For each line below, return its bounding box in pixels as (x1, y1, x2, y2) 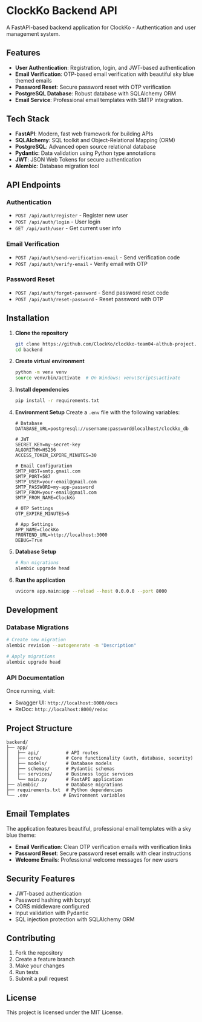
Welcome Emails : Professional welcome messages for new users (15, 856, 178, 863)
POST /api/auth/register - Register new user (15, 212, 128, 219)
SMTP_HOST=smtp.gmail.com (15, 468, 80, 474)
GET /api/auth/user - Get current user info (15, 225, 122, 232)
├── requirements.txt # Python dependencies (6, 787, 123, 793)
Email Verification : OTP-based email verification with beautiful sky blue (15, 70, 194, 78)
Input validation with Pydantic (15, 909, 89, 916)
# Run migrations (15, 560, 59, 566)
